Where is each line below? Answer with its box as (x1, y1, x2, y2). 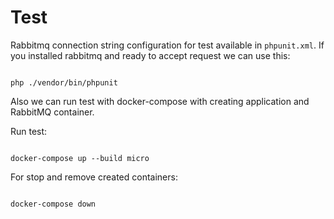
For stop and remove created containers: (10, 171, 178, 183)
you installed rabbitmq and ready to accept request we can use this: (10, 49, 291, 61)
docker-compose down (10, 199, 97, 209)
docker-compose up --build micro (10, 153, 150, 163)
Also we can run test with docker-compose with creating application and (10, 95, 310, 107)
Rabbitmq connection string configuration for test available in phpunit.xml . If (10, 39, 325, 51)
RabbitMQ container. (10, 106, 95, 118)
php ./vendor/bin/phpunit (10, 77, 118, 88)
